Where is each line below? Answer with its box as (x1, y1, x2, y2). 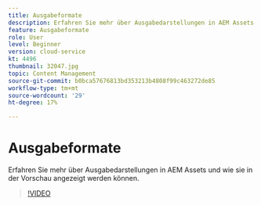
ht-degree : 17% (8, 99, 58, 106)
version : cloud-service (8, 48, 86, 56)
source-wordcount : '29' (8, 92, 86, 99)
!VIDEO (27, 189, 51, 198)
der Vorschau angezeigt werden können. (8, 174, 140, 183)
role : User (8, 33, 44, 41)
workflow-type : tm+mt (8, 84, 79, 92)
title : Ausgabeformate (8, 11, 82, 20)
